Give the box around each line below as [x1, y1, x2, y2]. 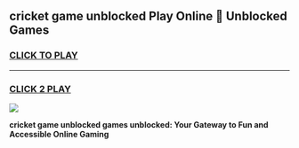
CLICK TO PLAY [9, 50, 78, 62]
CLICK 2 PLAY [9, 82, 71, 95]
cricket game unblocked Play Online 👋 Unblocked [9, 9, 287, 24]
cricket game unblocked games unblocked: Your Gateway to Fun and [9, 119, 269, 129]
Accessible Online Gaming [9, 129, 109, 139]
